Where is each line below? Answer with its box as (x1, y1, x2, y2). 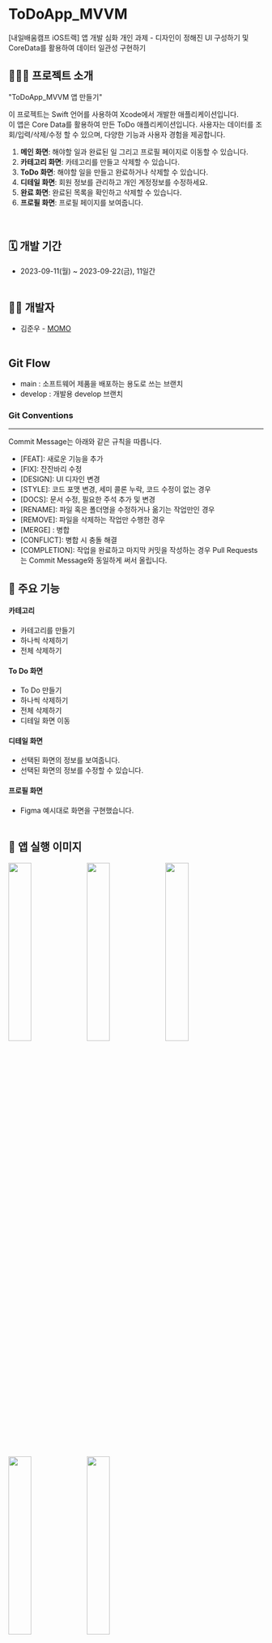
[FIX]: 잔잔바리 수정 (19, 464, 83, 474)
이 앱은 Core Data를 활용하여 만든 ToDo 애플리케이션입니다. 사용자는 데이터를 (8, 119, 254, 129)
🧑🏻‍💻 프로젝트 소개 (8, 69, 94, 83)
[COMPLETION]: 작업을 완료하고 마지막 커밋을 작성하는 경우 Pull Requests (19, 546, 258, 555)
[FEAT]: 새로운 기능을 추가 (19, 454, 104, 464)
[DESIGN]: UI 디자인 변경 (19, 474, 100, 484)
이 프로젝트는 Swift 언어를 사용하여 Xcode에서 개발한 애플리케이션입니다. (8, 109, 239, 119)
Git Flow (8, 356, 51, 370)
